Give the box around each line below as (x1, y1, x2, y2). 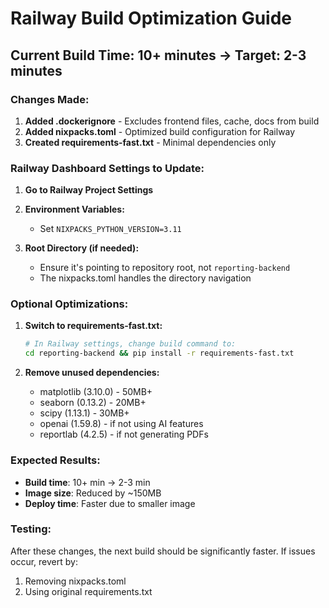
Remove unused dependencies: (24, 367, 160, 379)
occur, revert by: (10, 555, 78, 567)
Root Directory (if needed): (24, 242, 140, 254)
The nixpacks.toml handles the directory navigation (39, 272, 252, 284)
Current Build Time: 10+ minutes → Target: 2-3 (10, 47, 307, 64)
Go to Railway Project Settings (24, 184, 154, 196)
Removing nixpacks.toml (24, 575, 127, 587)
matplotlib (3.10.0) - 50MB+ (39, 386, 153, 398)
